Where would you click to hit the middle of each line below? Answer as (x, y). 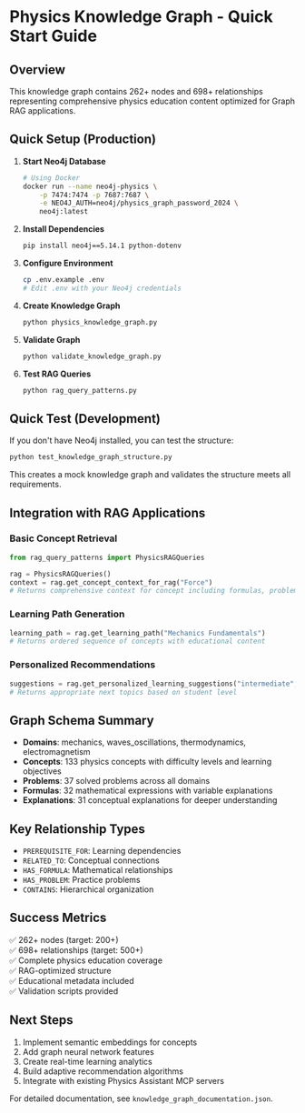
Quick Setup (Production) (83, 140)
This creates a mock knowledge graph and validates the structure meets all (150, 475)
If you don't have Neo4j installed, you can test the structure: (122, 441)
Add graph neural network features (88, 1051)
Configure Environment (68, 263)
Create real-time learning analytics (87, 1061)
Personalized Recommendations (83, 665)
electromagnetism (56, 752)
